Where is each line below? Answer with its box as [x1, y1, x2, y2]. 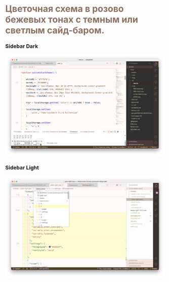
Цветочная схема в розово [5, 3, 124, 15]
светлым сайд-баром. [5, 25, 105, 36]
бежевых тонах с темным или [5, 14, 138, 25]
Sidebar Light [5, 164, 39, 171]
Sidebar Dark [5, 43, 38, 50]
